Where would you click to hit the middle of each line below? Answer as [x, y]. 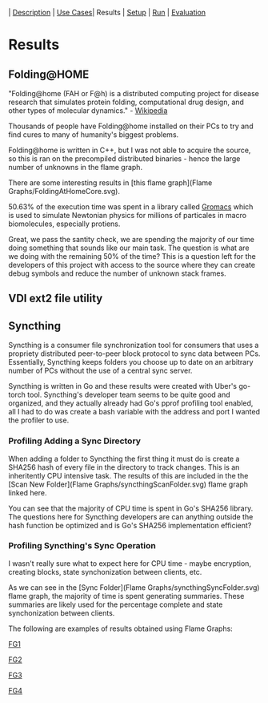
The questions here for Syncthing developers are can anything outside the [131, 516]
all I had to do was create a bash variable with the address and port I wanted [134, 412]
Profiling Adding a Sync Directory [75, 441]
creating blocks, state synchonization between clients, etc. [105, 572]
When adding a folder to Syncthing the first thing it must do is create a [124, 459]
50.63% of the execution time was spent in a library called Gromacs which [131, 207]
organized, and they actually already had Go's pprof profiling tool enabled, [131, 403]
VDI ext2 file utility [56, 299]
